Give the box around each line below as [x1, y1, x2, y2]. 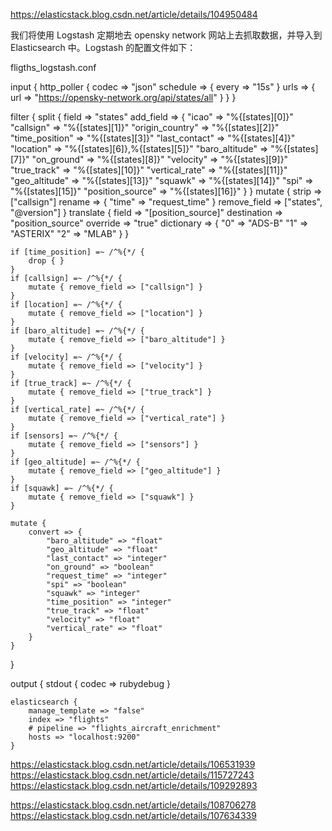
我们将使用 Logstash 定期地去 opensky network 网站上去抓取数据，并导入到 [10, 29, 323, 41]
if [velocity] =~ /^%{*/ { [10, 352, 123, 362]
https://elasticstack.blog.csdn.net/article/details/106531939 [10, 759, 256, 770]
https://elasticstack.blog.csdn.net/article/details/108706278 [10, 799, 257, 811]
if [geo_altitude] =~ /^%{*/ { [10, 457, 141, 467]
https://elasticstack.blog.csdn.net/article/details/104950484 [10, 9, 258, 20]
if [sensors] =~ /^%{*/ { [10, 431, 118, 441]
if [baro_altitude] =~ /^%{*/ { [10, 326, 145, 336]
